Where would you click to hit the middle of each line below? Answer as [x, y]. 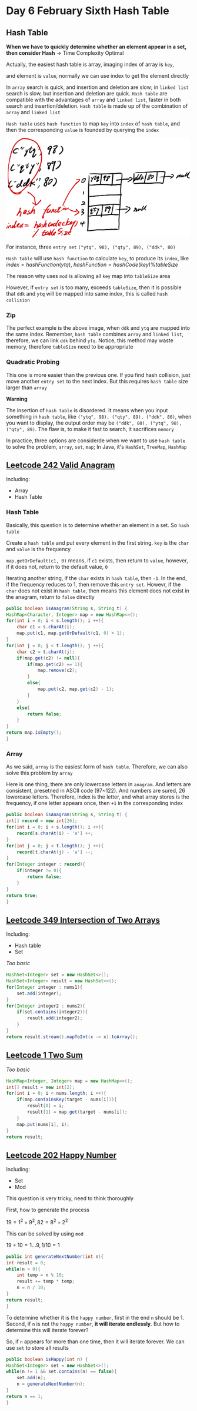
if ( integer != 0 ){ [39, 871]
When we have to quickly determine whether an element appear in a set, [96, 47]
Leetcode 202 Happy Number [61, 1155]
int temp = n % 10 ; [41, 1275]
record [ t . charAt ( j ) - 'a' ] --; [55, 852]
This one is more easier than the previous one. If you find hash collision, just [98, 375]
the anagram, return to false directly [51, 597]
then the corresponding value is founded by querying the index [83, 130]
